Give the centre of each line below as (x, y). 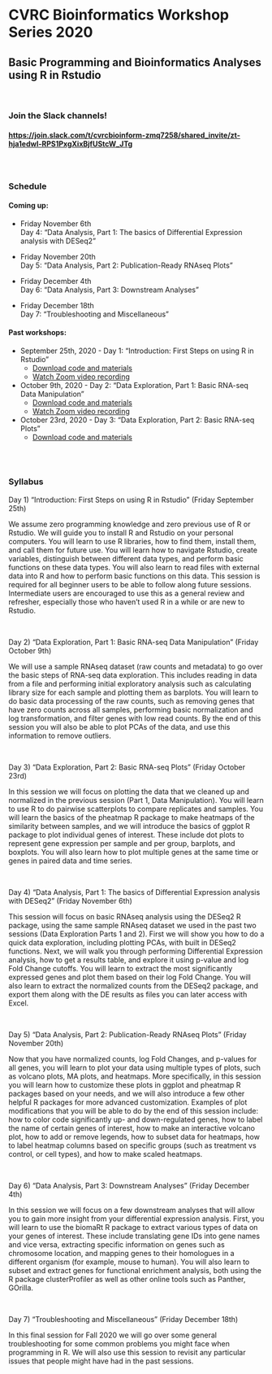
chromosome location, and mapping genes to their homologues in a (121, 1253)
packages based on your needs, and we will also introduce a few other (127, 1093)
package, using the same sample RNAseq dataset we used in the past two (133, 925)
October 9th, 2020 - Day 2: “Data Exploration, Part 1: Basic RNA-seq (134, 385)
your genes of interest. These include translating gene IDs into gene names (134, 1236)
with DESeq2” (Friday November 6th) (70, 901)
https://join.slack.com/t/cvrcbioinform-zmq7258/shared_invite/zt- (125, 135)
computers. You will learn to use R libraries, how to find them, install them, (132, 541)
